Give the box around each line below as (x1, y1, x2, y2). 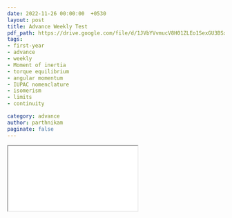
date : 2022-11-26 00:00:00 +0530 (7, 10, 107, 17)
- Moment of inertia (7, 62, 67, 69)
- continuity (7, 100, 45, 107)
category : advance (7, 113, 60, 120)
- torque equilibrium (7, 68, 70, 75)
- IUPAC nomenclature (7, 81, 70, 88)
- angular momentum (7, 74, 64, 82)
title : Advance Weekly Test (7, 23, 88, 30)
